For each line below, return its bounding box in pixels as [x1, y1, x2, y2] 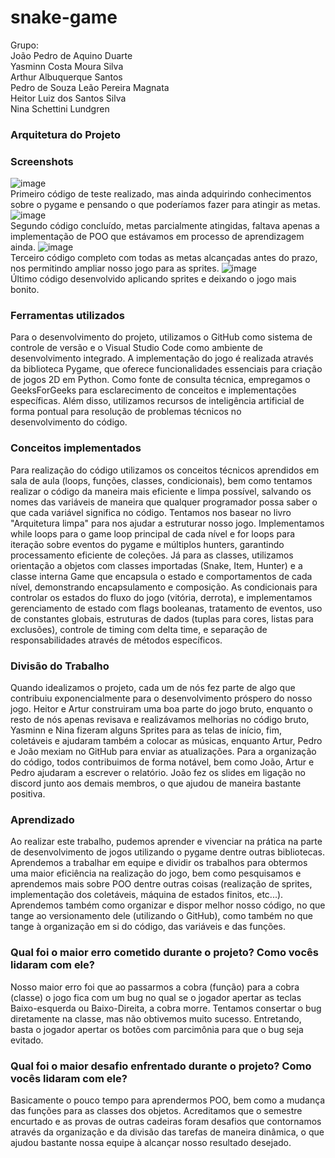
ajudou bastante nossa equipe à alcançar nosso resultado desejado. [10, 1136, 292, 1148]
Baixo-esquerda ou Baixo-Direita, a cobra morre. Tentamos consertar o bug [10, 1002, 322, 1014]
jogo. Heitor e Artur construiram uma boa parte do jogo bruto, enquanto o [10, 703, 313, 715]
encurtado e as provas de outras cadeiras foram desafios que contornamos [10, 1115, 322, 1127]
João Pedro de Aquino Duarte [10, 49, 133, 61]
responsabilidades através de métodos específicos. [10, 634, 223, 646]
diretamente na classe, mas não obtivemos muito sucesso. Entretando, [10, 1012, 302, 1025]
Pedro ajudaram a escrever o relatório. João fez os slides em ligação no [10, 767, 306, 779]
